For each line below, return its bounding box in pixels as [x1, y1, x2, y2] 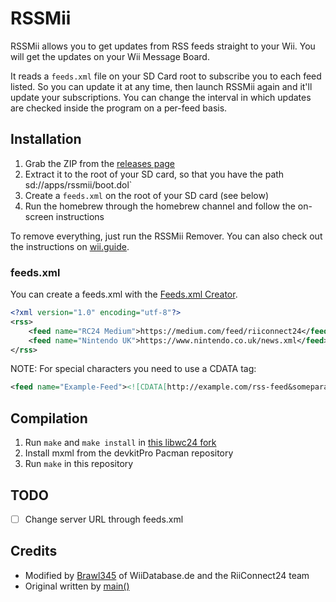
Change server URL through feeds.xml [24, 513, 184, 525]
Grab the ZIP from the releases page [24, 157, 176, 169]
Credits [10, 543, 58, 560]
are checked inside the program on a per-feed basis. [10, 102, 228, 114]
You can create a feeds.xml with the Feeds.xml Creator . [10, 288, 238, 301]
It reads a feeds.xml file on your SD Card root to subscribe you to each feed [10, 70, 322, 82]
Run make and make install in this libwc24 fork [24, 437, 217, 449]
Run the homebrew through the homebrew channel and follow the [24, 200, 296, 212]
